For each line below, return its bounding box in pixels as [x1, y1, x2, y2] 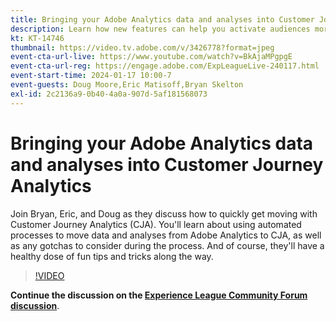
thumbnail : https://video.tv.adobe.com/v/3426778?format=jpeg [10, 42, 275, 53]
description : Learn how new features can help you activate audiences [10, 24, 311, 34]
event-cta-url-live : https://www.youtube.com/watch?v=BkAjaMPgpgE [10, 52, 293, 62]
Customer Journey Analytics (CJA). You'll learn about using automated [10, 218, 302, 230]
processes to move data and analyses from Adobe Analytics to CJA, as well [10, 229, 322, 241]
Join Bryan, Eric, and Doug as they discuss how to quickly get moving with [10, 207, 318, 220]
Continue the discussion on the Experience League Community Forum [10, 289, 308, 301]
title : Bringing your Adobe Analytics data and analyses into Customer [10, 14, 315, 25]
